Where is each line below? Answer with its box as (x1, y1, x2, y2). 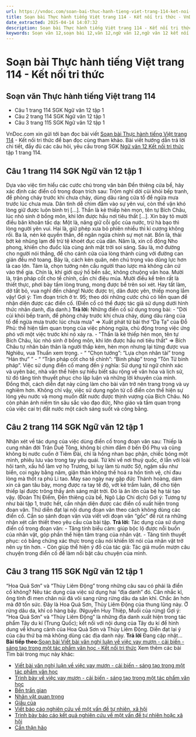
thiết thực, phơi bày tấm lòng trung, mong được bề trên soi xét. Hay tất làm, (6, 281, 187, 288)
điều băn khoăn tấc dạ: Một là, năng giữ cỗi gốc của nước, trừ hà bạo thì (6, 219, 180, 226)
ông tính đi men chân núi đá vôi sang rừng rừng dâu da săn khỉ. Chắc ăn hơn (6, 594, 190, 601)
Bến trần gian (14, 687, 47, 694)
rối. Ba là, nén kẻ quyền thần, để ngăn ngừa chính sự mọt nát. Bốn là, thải (6, 231, 182, 238)
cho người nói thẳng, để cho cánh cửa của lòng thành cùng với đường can (6, 250, 184, 257)
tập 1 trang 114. (6, 149, 42, 156)
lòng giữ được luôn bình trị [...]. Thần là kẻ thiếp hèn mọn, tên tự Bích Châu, (6, 206, 187, 213)
